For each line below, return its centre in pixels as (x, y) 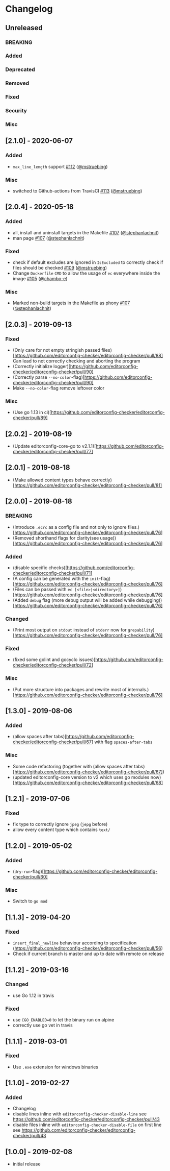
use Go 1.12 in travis (33, 995)
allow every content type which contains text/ (61, 830)
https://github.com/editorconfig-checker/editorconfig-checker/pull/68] (89, 783)
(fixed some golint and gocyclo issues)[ (54, 660)
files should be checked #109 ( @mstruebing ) (60, 268)
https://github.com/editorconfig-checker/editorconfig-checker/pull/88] (89, 355)
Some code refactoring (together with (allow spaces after (73, 766)
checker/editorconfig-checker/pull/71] (52, 573)
